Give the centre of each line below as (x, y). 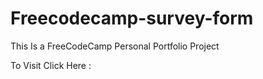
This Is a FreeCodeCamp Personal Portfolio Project (115, 46)
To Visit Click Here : (51, 65)
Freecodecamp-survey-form (132, 18)
